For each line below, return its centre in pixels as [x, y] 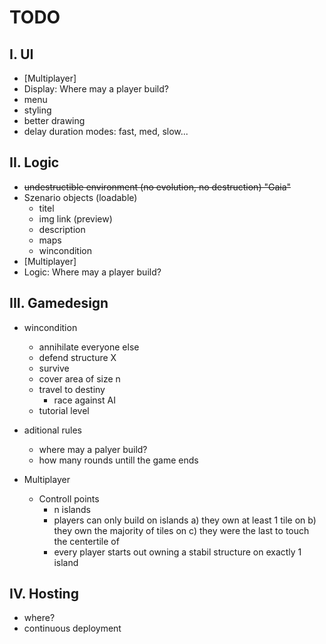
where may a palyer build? [93, 449]
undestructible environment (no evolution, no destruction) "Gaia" [157, 187]
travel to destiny [72, 389]
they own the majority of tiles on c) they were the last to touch [181, 530]
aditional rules [52, 430]
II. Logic [34, 162]
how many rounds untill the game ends [118, 460]
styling [37, 110]
